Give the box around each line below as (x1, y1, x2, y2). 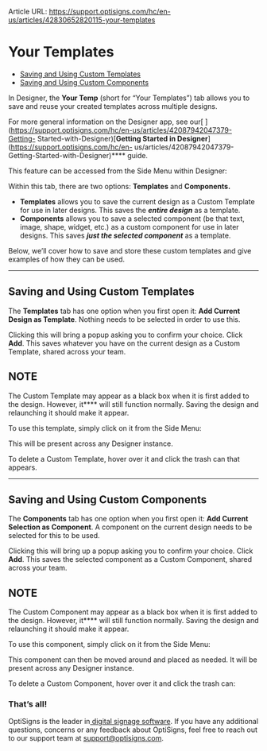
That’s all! (8, 699, 48, 710)
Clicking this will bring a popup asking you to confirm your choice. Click (8, 330, 243, 339)
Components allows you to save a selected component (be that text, (19, 214, 245, 223)
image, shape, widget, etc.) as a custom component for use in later (19, 222, 240, 231)
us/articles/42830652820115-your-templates (8, 15, 156, 25)
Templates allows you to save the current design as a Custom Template (19, 196, 256, 206)
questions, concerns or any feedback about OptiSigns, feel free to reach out (8, 725, 258, 734)
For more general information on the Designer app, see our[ (8, 117, 204, 126)
